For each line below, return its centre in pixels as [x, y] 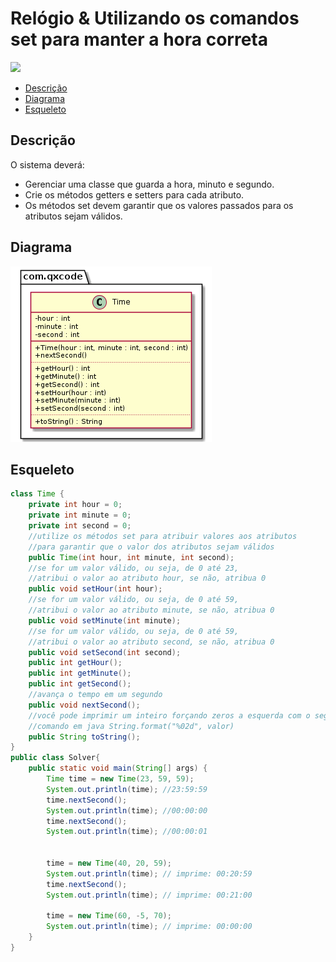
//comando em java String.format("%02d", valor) [131, 726]
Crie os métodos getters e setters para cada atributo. [134, 194]
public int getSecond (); [80, 684]
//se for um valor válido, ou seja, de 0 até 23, [134, 568]
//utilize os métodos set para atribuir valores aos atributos [163, 536]
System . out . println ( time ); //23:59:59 [127, 789]
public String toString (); [84, 737]
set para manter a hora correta [139, 39]
